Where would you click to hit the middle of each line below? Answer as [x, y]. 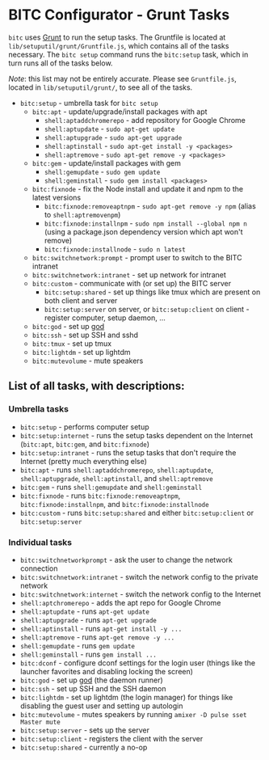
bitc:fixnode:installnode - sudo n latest [115, 249]
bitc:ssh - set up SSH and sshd [85, 335]
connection [39, 568]
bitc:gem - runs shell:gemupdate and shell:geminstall [111, 487]
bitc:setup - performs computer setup [84, 427]
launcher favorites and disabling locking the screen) [107, 671]
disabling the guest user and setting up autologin [101, 706]
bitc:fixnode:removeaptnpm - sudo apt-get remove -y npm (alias [150, 206]
